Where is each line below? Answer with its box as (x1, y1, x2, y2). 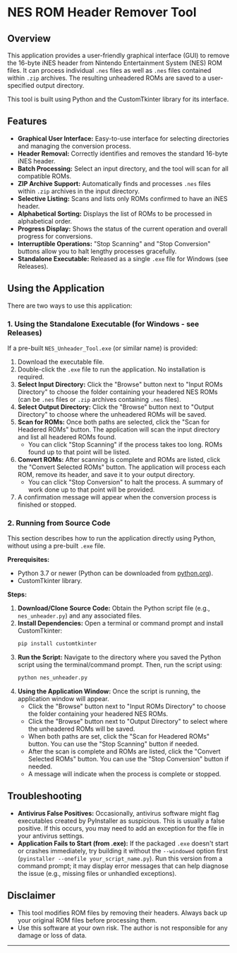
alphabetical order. (17, 216, 73, 225)
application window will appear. (17, 694, 109, 703)
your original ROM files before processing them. (17, 916, 157, 924)
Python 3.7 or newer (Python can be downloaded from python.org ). (17, 569, 214, 577)
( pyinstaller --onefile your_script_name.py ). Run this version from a (17, 854, 223, 862)
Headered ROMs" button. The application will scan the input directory (17, 425, 220, 434)
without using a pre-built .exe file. (7, 542, 106, 550)
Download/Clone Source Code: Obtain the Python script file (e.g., (17, 604, 210, 613)
